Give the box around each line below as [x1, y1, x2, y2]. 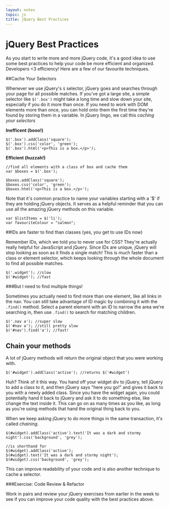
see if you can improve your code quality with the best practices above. [6, 496, 154, 502]
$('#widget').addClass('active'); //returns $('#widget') [6, 370, 130, 375]
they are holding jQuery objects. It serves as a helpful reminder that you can [6, 201, 163, 207]
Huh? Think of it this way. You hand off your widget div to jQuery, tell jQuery [6, 379, 163, 385]
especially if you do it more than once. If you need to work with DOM [6, 101, 148, 107]
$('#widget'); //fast [6, 274, 51, 280]
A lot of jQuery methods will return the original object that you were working [6, 355, 163, 361]
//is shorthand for [6, 444, 47, 449]
